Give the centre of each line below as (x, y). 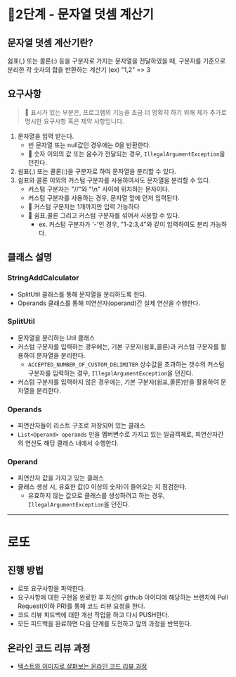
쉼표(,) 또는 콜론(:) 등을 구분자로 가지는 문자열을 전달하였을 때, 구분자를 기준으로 (117, 61)
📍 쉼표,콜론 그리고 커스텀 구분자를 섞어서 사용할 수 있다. (104, 215)
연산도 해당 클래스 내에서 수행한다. (72, 443)
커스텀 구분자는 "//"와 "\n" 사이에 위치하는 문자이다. (99, 189)
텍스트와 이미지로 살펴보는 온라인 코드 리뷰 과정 (82, 666)
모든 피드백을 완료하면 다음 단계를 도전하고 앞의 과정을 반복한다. (104, 623)
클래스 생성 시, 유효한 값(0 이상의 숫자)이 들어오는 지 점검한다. (102, 487)
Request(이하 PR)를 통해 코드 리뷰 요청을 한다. (81, 606)
